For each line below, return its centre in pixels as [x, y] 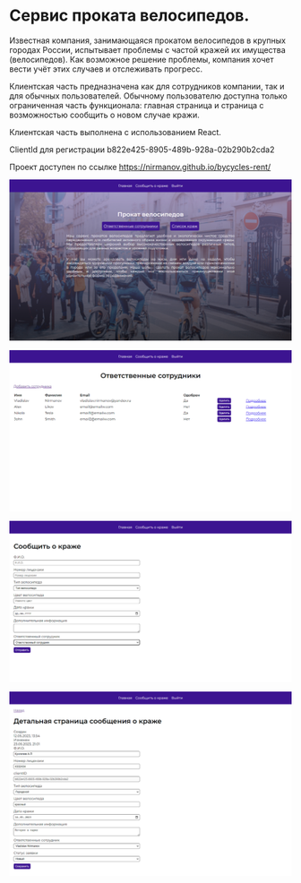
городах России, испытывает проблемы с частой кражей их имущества [148, 49]
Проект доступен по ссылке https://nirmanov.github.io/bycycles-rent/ [140, 167]
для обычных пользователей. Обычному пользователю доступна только [149, 96]
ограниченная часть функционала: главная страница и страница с [137, 105]
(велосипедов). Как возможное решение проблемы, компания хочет [142, 59]
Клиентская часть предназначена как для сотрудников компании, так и [147, 86]
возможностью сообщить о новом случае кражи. [104, 115]
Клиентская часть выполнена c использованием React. [116, 132]
